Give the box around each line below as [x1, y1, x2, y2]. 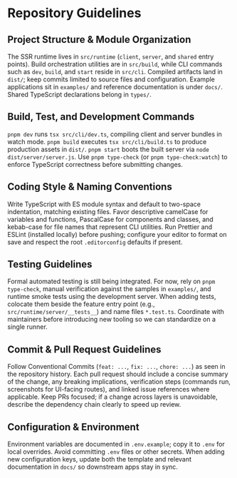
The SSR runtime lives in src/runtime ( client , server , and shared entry [7, 52, 214, 61]
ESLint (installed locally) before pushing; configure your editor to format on [7, 230, 227, 238]
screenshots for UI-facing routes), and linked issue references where [7, 385, 210, 394]
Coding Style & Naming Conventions [7, 180, 172, 193]
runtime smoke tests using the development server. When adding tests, [7, 293, 216, 301]
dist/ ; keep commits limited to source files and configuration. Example [7, 75, 216, 83]
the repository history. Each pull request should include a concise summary [7, 370, 228, 379]
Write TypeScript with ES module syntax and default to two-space [7, 200, 201, 208]
